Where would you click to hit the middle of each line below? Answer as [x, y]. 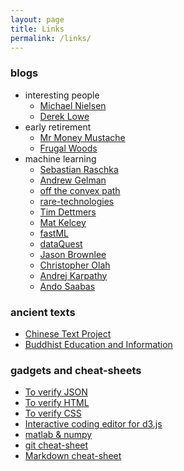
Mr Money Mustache [82, 137]
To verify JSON [56, 392]
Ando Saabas [67, 286]
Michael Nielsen [73, 105]
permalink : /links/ [51, 38]
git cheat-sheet [56, 445]
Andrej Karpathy [73, 275]
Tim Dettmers [68, 212]
